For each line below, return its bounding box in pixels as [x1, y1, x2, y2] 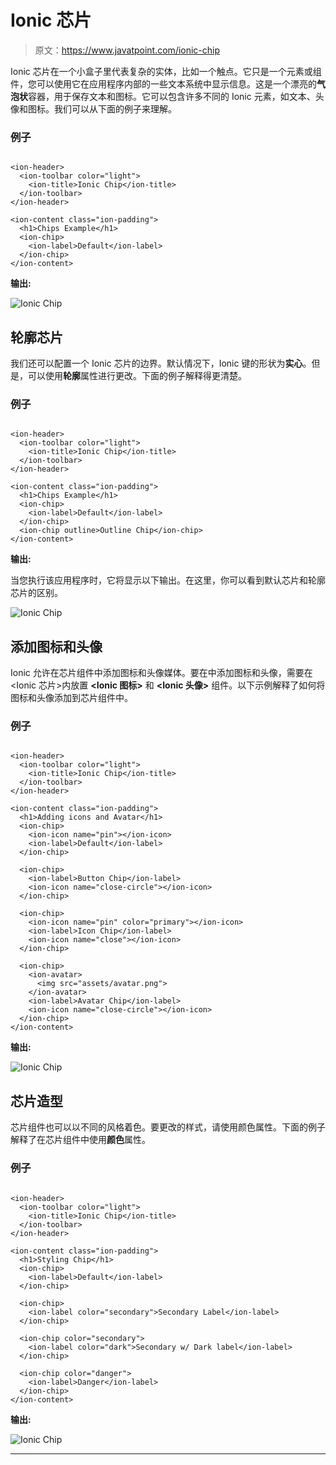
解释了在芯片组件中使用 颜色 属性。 [10, 1134, 151, 1146]
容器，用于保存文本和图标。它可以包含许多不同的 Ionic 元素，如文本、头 [28, 90, 325, 102]
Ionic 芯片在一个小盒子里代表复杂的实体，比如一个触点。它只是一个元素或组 [10, 65, 322, 77]
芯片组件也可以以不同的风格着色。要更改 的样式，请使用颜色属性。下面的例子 [10, 1121, 326, 1133]
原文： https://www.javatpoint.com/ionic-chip [34, 44, 221, 56]
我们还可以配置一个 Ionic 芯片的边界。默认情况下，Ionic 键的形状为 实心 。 [10, 357, 312, 370]
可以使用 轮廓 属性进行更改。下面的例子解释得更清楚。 [27, 370, 247, 382]
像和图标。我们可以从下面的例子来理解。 [10, 102, 177, 115]
